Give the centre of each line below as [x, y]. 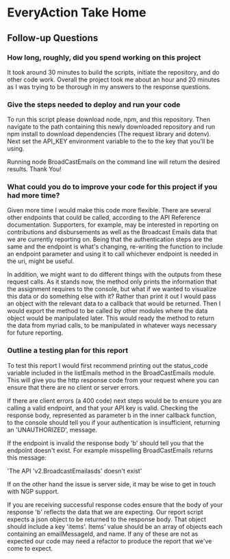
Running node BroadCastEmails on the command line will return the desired [114, 162]
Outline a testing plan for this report [68, 351]
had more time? [34, 195]
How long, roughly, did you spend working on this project [104, 58]
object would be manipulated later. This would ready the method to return [111, 318]
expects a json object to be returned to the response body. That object [107, 519]
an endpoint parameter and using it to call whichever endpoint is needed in [113, 254]
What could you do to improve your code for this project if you [112, 187]
